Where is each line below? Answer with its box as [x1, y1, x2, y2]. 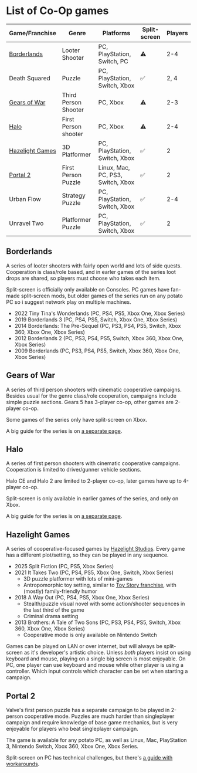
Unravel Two [9, 219, 44, 227]
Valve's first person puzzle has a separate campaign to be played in [6, 707, 170, 713]
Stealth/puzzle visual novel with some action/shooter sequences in [23, 600, 185, 608]
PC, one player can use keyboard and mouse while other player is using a [6, 662, 184, 669]
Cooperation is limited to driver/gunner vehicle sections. [6, 466, 142, 473]
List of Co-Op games [6, 4, 109, 18]
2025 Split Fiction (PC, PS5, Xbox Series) [14, 563, 114, 570]
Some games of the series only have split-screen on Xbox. [6, 416, 148, 423]
